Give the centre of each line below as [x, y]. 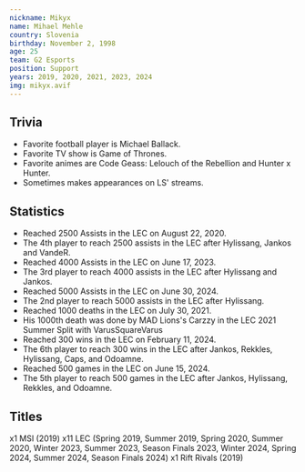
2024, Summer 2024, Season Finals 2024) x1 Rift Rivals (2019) [127, 458]
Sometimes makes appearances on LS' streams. [113, 183]
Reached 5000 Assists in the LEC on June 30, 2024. [121, 291]
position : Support [44, 69]
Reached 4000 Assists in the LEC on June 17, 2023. [119, 262]
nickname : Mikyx [40, 18]
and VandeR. [46, 253]
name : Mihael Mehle [46, 26]
